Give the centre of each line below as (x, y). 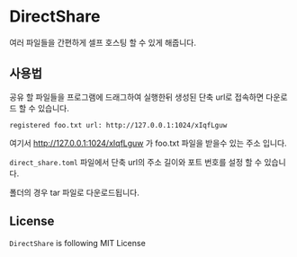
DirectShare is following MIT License (77, 243)
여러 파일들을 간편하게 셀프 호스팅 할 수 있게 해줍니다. (103, 42)
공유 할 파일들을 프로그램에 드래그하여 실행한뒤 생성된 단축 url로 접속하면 (136, 97)
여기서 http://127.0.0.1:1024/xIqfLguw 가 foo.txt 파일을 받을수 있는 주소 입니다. (148, 143)
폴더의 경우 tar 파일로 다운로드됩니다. (74, 192)
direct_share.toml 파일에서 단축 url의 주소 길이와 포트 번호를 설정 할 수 (136, 162)
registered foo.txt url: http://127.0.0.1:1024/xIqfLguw (118, 125)
